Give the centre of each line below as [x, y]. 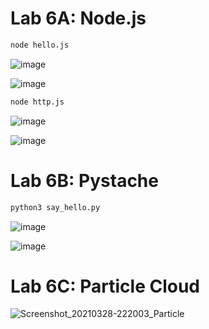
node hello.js [40, 45]
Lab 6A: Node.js [78, 18]
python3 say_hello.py [55, 207]
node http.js [37, 102]
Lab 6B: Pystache [84, 180]
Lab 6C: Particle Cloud [105, 286]
